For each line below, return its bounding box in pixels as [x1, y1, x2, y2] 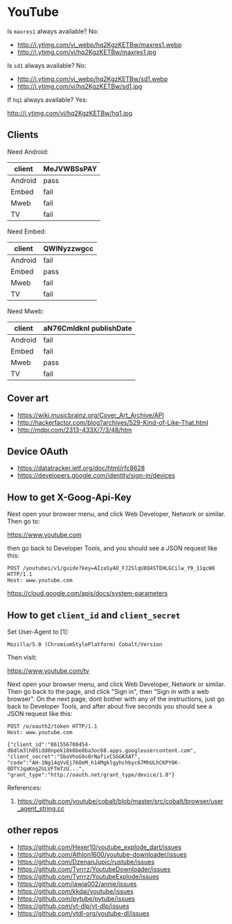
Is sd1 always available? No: [7, 61, 87, 69]
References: [7, 784, 42, 792]
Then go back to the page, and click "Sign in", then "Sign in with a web [7, 688, 209, 695]
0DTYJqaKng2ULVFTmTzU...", [7, 765, 85, 772]
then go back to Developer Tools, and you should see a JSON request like [7, 544, 218, 552]
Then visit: [7, 653, 37, 661]
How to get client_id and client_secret [7, 609, 181, 621]
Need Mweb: [7, 306, 44, 315]
